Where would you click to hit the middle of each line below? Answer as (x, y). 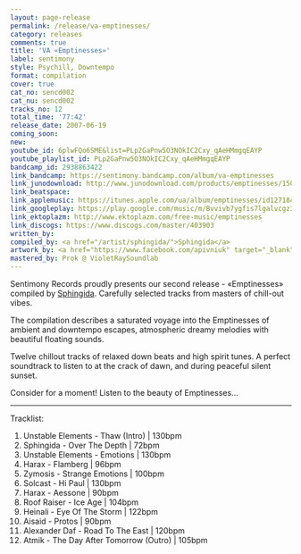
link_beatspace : (40, 192)
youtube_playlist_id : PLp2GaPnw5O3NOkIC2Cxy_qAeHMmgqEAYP (120, 159)
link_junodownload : (46, 184)
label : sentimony (42, 59)
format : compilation (49, 76)
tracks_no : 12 (37, 109)
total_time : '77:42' (49, 117)
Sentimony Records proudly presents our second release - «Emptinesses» (147, 284)
